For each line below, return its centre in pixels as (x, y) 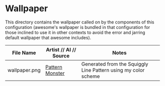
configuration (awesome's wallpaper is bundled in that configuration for (78, 27)
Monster (55, 73)
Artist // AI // (61, 49)
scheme (91, 76)
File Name (24, 53)
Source (61, 56)
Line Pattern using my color (113, 70)
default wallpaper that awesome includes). (48, 38)
